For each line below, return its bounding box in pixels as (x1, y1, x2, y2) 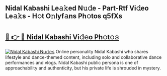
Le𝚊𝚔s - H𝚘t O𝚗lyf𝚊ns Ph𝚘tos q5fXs (5, 12, 123, 21)
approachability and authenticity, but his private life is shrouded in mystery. (5, 65, 161, 71)
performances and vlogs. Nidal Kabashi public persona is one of (5, 60, 138, 65)
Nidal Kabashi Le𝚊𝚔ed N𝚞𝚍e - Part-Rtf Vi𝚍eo (5, 4, 149, 13)
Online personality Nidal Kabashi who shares (55, 49, 148, 54)
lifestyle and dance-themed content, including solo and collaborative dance (5, 54, 162, 60)
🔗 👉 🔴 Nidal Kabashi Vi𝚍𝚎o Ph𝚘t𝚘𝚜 (5, 33, 119, 41)
